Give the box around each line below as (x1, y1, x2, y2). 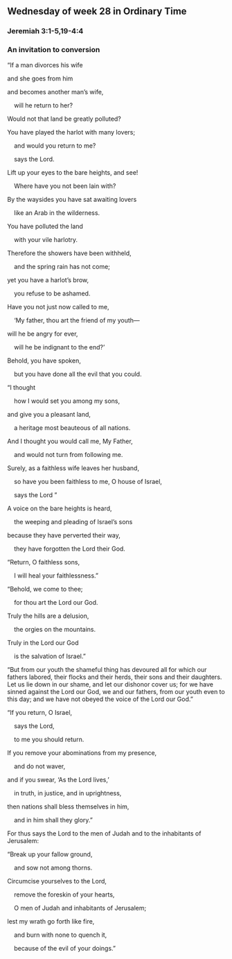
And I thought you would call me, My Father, (7, 437, 133, 445)
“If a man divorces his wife (7, 60, 83, 69)
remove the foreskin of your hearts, (13, 890, 115, 899)
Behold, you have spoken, (7, 356, 81, 365)
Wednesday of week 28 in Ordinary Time (7, 6, 187, 17)
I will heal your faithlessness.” (13, 571, 99, 580)
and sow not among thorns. (13, 863, 93, 872)
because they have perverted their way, (7, 530, 121, 539)
